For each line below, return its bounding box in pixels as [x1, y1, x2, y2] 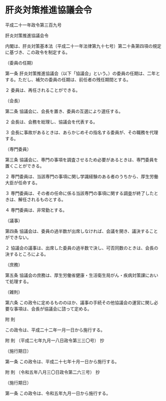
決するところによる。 [5, 251, 49, 257]
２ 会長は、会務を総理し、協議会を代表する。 [5, 119, 98, 125]
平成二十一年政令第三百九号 [5, 22, 62, 28]
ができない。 [5, 234, 31, 240]
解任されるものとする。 [18, 196, 66, 202]
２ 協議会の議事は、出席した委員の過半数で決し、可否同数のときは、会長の [5, 244, 159, 251]
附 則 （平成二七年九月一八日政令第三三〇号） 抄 [5, 337, 105, 343]
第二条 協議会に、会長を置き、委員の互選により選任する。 [5, 108, 123, 114]
